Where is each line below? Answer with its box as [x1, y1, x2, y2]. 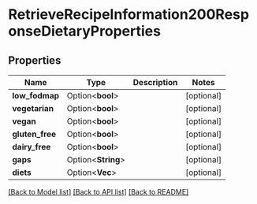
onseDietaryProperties [8, 22, 162, 40]
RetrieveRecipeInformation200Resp [8, 6, 250, 24]
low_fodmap [12, 91, 60, 101]
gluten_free [12, 128, 57, 139]
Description [132, 77, 178, 87]
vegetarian [12, 103, 54, 113]
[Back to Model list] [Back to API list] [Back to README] [8, 187, 189, 196]
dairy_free [12, 142, 51, 152]
